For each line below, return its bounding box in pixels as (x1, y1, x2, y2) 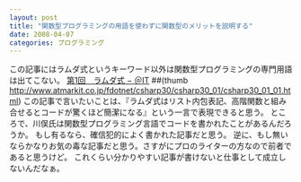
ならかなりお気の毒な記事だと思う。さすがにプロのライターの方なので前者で (9, 141, 292, 152)
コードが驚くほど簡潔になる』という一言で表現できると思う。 (40, 107, 269, 117)
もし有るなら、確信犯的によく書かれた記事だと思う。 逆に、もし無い (34, 129, 289, 140)
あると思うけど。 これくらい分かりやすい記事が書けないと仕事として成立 (9, 152, 279, 162)
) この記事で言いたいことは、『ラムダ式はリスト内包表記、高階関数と (17, 96, 271, 107)
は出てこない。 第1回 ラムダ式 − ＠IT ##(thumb (9, 75, 189, 86)
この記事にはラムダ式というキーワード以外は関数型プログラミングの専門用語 (9, 64, 293, 74)
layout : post (9, 13, 58, 22)
